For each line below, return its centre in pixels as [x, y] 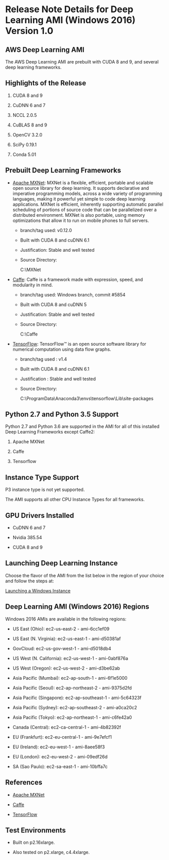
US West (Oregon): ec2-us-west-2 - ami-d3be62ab [66, 668]
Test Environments [36, 830]
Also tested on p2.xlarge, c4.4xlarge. [51, 852]
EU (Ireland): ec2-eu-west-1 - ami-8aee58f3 [59, 747]
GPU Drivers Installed [40, 516]
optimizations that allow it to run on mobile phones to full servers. [81, 220]
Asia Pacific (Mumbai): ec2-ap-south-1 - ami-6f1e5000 [70, 678]
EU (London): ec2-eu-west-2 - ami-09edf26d [60, 756]
